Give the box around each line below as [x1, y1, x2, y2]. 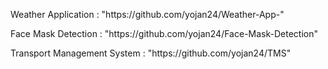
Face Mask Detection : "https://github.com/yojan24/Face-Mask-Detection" [10, 28, 318, 39]
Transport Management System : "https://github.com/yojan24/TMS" [10, 47, 292, 59]
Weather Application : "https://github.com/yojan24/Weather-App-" [10, 9, 285, 20]
